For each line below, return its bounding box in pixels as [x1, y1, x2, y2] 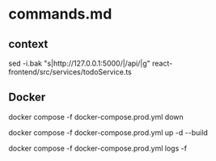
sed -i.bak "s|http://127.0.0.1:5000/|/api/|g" [8, 58, 151, 68]
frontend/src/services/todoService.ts [8, 67, 132, 77]
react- [152, 58, 173, 68]
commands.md [8, 5, 112, 23]
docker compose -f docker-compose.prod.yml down [8, 112, 184, 121]
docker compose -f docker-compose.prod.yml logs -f [8, 143, 188, 153]
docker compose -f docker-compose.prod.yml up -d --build [8, 127, 209, 138]
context [8, 37, 49, 51]
